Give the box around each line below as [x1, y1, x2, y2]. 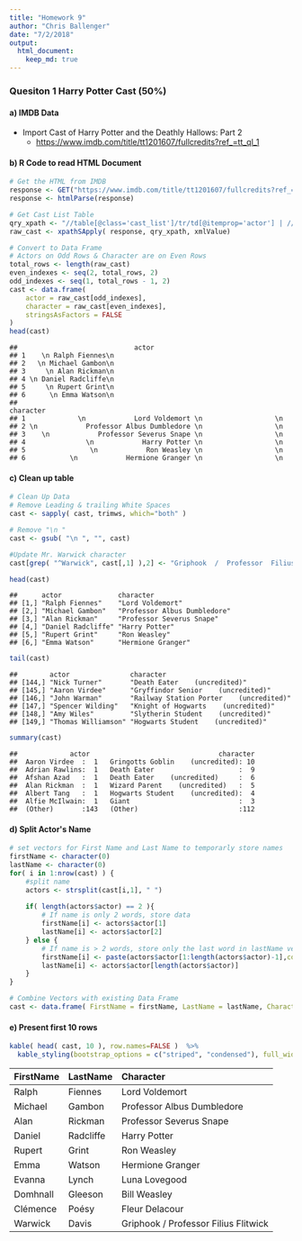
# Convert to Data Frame [9, 243, 102, 252]
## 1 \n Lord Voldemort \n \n [9, 414, 283, 423]
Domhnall [13, 1188, 54, 1200]
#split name [25, 877, 70, 886]
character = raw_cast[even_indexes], [25, 302, 167, 311]
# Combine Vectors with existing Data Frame [9, 994, 179, 1003]
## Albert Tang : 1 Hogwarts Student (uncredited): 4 [9, 789, 255, 798]
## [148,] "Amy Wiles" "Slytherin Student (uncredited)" [9, 710, 271, 719]
